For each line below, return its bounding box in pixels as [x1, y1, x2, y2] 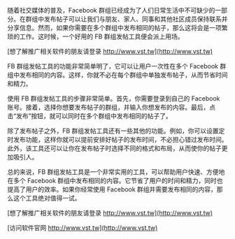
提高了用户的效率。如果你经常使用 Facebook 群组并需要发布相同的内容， [7, 185, 217, 194]
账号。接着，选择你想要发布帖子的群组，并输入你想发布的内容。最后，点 [7, 103, 215, 111]
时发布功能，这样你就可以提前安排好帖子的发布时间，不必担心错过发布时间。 [7, 136, 228, 143]
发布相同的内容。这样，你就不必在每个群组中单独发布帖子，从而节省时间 [19, 71, 228, 79]
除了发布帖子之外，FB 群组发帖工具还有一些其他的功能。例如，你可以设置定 [7, 126, 225, 135]
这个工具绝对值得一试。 [13, 194, 81, 202]
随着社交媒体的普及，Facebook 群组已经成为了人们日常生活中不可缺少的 [7, 6, 215, 14]
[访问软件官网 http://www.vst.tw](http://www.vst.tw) [7, 224, 158, 232]
